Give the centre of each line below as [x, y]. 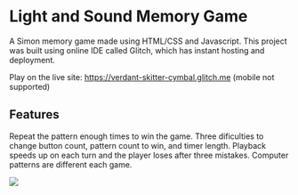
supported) [30, 86]
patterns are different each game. [71, 164]
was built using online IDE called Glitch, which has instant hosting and [137, 50]
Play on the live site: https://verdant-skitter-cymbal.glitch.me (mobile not [142, 77]
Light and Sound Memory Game [129, 16]
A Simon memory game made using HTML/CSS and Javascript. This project [148, 41]
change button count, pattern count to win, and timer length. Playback [138, 145]
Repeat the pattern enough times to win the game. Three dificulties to [137, 136]
